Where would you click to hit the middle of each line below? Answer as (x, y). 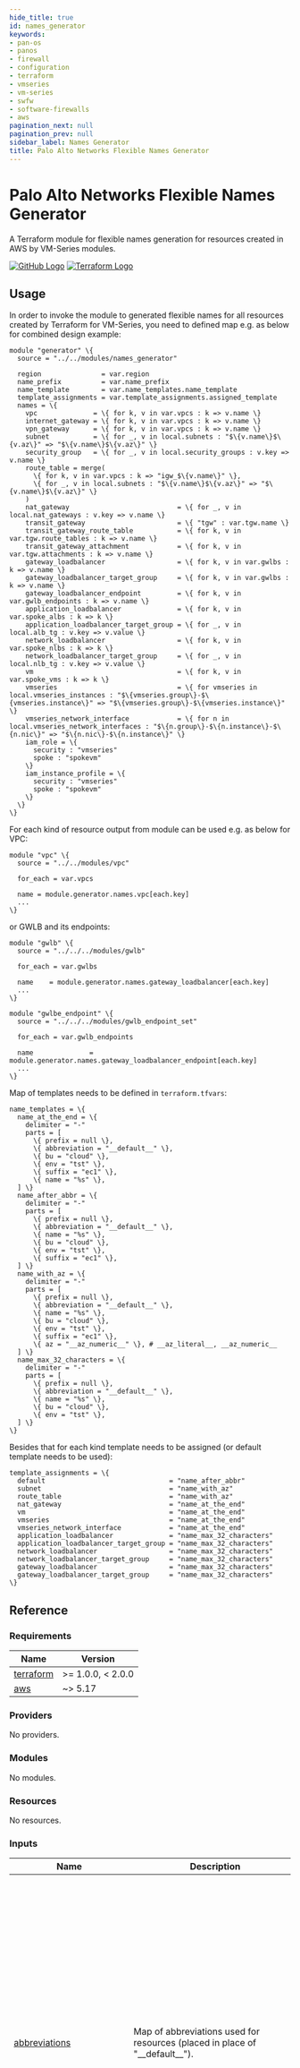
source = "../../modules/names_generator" (97, 359)
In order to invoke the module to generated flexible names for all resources (146, 315)
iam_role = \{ (51, 743)
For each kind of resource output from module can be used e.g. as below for (150, 830)
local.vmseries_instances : (62, 696)
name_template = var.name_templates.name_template (128, 390)
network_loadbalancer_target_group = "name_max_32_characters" (146, 1560)
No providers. (34, 1735)
